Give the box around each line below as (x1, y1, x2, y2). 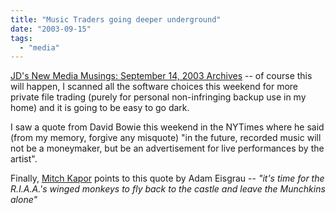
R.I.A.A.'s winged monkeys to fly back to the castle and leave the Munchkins (10, 183, 326, 195)
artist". (10, 153, 38, 165)
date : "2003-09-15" (10, 24, 92, 34)
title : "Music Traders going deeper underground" (10, 14, 222, 25)
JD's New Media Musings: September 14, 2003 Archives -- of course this (10, 70, 313, 82)
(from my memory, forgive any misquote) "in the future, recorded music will (10, 132, 322, 144)
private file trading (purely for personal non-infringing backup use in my (10, 91, 307, 103)
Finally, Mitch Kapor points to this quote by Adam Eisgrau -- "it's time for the (10, 172, 325, 185)
